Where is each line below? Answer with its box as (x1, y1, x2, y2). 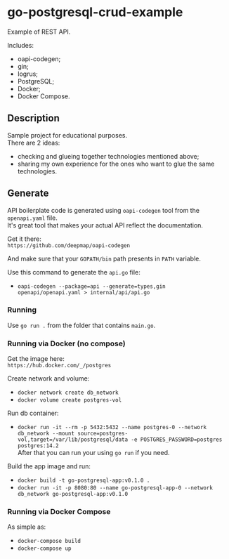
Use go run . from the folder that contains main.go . (7, 321, 156, 329)
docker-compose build (17, 538, 81, 545)
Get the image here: (7, 355, 65, 363)
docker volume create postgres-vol (17, 397, 122, 404)
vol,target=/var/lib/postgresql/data (17, 436, 129, 443)
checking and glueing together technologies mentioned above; (17, 152, 199, 160)
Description (7, 112, 60, 124)
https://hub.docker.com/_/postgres (7, 362, 112, 369)
